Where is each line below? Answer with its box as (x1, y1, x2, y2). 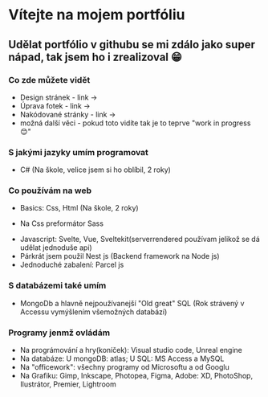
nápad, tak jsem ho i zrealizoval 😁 (8, 50, 182, 63)
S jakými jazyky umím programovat (8, 146, 148, 158)
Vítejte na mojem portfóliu (8, 6, 185, 24)
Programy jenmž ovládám (8, 327, 111, 338)
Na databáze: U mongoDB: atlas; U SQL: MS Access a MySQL (19, 354, 225, 363)
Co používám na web (8, 185, 92, 196)
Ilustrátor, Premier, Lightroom (19, 379, 116, 389)
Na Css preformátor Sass (19, 219, 104, 228)
